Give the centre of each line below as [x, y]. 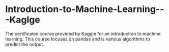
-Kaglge [23, 20]
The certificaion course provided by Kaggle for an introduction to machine [83, 33]
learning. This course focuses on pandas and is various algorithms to [78, 39]
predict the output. [25, 44]
